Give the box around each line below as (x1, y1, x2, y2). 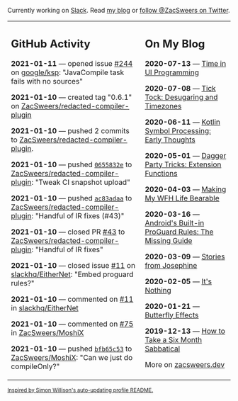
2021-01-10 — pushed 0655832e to (11, 159, 132, 169)
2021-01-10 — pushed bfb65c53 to (11, 344, 132, 354)
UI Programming (144, 67, 200, 77)
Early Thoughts (144, 135, 196, 145)
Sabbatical (144, 344, 181, 354)
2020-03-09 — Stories (144, 252, 225, 261)
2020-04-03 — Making (144, 184, 227, 194)
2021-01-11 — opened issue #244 (11, 58, 133, 68)
